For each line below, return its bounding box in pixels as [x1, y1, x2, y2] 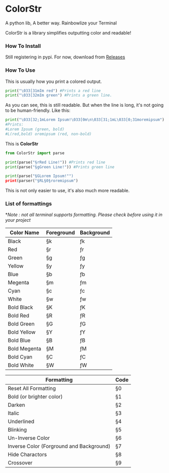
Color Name [10, 229, 40, 236]
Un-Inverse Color [8, 434, 50, 441]
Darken [8, 401, 25, 408]
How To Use [5, 67, 36, 74]
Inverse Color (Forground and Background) [8, 443, 111, 450]
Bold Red [8, 312, 29, 319]
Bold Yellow [8, 329, 36, 336]
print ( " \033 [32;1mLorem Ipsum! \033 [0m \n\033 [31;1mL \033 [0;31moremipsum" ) [5, 117, 165, 123]
